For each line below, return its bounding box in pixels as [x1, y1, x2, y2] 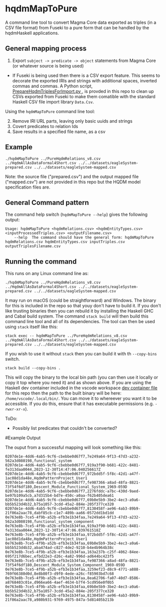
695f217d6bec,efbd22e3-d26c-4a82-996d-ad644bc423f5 [5, 554, 114, 559]
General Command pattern [5, 198, 89, 206]
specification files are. [5, 184, 51, 190]
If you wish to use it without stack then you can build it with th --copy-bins [5, 351, 157, 357]
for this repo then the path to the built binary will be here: [5, 390, 121, 396]
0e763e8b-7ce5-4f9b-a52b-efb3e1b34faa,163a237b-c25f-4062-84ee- [5, 549, 141, 555]
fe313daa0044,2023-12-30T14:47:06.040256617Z [5, 467, 101, 472]
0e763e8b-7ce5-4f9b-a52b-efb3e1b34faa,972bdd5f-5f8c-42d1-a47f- [5, 532, 141, 538]
